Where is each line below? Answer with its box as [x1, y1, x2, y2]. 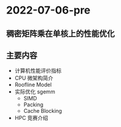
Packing [23, 101, 44, 108]
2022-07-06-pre [6, 4, 90, 17]
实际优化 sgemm [14, 88, 55, 95]
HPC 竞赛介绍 [14, 115, 48, 122]
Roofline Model [14, 81, 52, 89]
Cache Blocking [23, 108, 62, 115]
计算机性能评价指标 [14, 67, 62, 74]
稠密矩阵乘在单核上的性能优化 [6, 28, 115, 38]
